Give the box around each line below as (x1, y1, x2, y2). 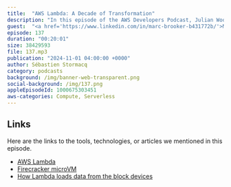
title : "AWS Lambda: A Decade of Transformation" (7, 10, 155, 17)
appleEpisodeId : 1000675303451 (7, 87, 97, 93)
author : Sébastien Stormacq (7, 61, 88, 68)
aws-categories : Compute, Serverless (7, 93, 115, 100)
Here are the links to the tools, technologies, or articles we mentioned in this (7, 137, 223, 145)
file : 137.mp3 (7, 49, 48, 56)
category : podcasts (7, 67, 63, 74)
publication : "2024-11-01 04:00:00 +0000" (7, 55, 131, 62)
